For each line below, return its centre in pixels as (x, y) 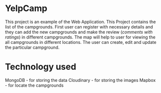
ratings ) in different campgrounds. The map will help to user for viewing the (80, 37)
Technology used (41, 67)
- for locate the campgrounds (34, 85)
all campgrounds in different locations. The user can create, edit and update (81, 42)
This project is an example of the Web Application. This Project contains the (80, 22)
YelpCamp (26, 8)
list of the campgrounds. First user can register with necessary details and (79, 27)
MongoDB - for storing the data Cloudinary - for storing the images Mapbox (80, 80)
